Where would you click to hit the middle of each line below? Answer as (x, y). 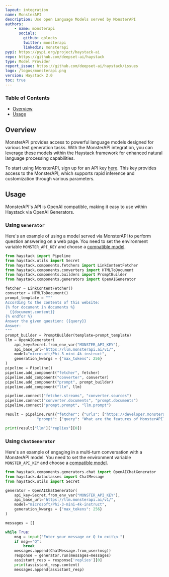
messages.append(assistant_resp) (49, 569)
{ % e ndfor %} (19, 316)
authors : (14, 24)
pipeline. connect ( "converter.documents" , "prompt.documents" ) (72, 401)
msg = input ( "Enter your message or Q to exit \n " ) (69, 537)
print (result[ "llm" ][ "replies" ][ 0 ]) (44, 428)
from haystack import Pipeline (38, 256)
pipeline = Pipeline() (29, 368)
